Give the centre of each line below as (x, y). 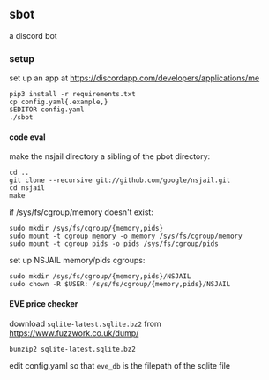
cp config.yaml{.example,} (59, 102)
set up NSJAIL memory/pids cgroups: (77, 261)
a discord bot (33, 35)
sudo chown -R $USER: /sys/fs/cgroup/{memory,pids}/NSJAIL (120, 285)
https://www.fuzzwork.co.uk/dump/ (74, 333)
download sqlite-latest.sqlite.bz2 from (85, 323)
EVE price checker (44, 303)
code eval (27, 137)
